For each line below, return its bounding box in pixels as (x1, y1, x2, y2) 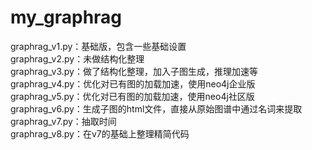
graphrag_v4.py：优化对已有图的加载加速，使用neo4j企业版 (10, 77, 256, 90)
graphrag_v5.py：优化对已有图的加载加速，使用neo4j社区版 (10, 90, 255, 102)
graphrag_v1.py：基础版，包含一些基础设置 (10, 40, 187, 52)
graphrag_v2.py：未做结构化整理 (10, 52, 145, 65)
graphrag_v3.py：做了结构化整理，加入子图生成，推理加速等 (10, 65, 258, 77)
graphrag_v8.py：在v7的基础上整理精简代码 (10, 127, 190, 140)
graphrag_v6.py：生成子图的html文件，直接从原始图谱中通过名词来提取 (10, 102, 303, 115)
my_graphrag (10, 6, 123, 29)
